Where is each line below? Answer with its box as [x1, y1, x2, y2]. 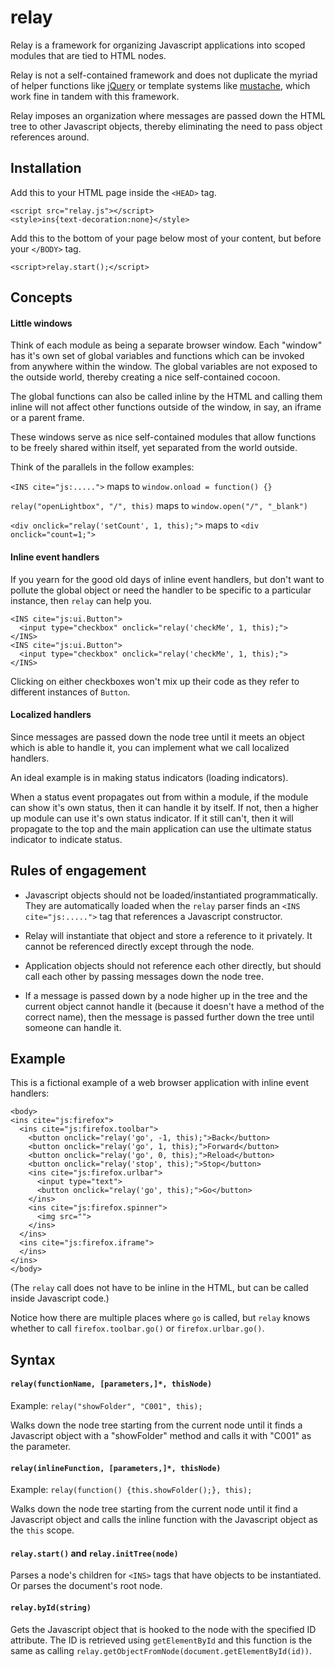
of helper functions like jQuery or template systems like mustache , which [10, 79, 311, 91]
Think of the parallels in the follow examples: [10, 461, 195, 473]
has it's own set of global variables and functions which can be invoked [10, 350, 305, 362]
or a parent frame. [10, 412, 85, 424]
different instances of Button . [10, 686, 131, 698]
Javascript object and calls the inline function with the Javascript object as [10, 1514, 318, 1526]
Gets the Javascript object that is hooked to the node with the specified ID [10, 1623, 317, 1635]
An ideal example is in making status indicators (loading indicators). [10, 771, 289, 783]
